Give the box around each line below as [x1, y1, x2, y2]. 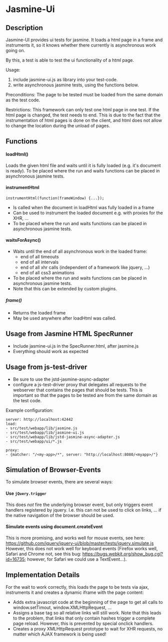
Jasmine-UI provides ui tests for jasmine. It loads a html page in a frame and [5, 37, 163, 43]
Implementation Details [5, 571, 80, 579]
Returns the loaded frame [12, 309, 66, 315]
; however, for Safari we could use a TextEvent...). [24, 556, 127, 562]
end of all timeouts [20, 254, 59, 259]
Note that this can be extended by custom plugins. [12, 286, 117, 291]
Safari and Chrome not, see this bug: [5, 551, 81, 557]
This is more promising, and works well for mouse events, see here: [5, 535, 145, 541]
